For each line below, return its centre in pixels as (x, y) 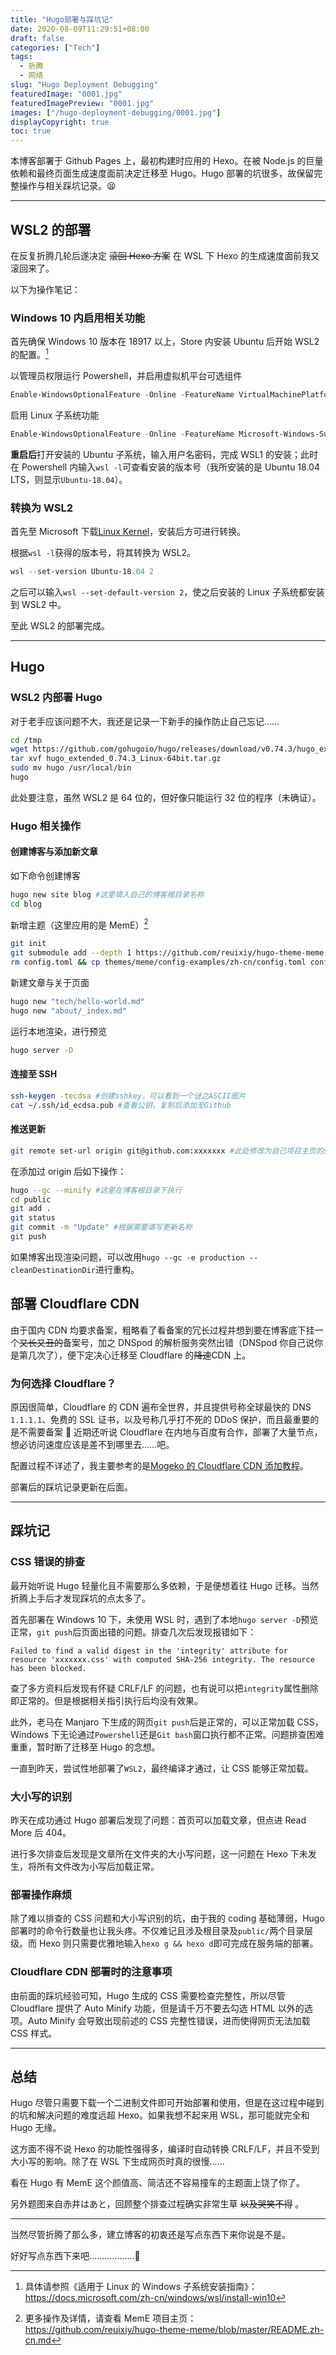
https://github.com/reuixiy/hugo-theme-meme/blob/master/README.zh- (174, 2330)
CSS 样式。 (34, 2033)
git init (28, 944)
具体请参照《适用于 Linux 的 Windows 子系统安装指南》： (141, 2287)
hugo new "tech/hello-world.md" (77, 1002)
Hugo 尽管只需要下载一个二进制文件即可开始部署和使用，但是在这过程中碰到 (167, 2103)
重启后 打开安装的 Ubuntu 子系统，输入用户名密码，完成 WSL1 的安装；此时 (164, 454)
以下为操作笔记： (45, 289)
